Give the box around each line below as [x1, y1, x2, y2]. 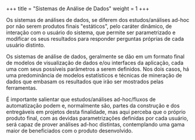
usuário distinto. [6, 41, 45, 48]
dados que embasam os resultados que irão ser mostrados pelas [6, 78, 164, 85]
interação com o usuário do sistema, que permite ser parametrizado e [6, 29, 176, 36]
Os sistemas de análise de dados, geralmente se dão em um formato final [6, 53, 184, 60]
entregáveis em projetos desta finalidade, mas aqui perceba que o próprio [6, 109, 186, 115]
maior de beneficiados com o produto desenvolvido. [6, 127, 133, 134]
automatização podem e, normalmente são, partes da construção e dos [6, 102, 180, 109]
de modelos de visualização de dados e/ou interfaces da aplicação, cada [6, 59, 184, 66]
